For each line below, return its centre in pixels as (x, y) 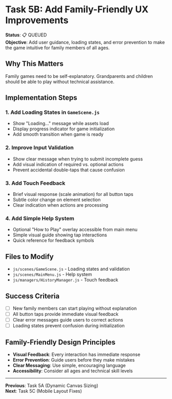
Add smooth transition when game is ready (58, 134)
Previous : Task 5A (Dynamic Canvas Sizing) (52, 386)
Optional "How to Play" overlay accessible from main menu (75, 230)
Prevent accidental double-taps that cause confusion (69, 170)
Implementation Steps (41, 98)
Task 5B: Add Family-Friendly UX (77, 9)
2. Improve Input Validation (40, 148)
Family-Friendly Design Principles (60, 342)
